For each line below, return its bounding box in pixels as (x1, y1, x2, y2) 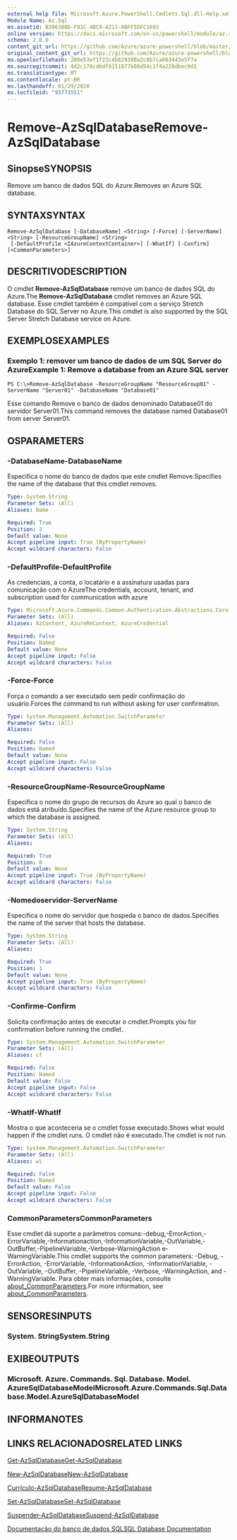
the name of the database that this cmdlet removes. (7, 479, 157, 488)
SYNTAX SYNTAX (7, 209, 86, 221)
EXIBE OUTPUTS (7, 1353, 80, 1365)
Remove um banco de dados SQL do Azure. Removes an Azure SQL (7, 181, 203, 190)
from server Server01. (7, 414, 71, 423)
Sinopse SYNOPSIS (7, 162, 92, 174)
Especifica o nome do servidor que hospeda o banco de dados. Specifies (7, 912, 219, 920)
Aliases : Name (7, 506, 49, 513)
